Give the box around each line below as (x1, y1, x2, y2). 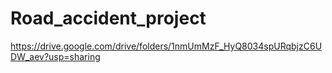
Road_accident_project (10, 7, 207, 30)
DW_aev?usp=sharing (10, 50, 101, 62)
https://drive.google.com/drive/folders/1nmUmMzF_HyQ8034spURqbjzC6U (10, 40, 323, 52)
